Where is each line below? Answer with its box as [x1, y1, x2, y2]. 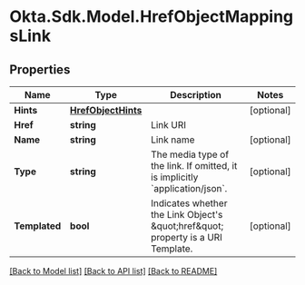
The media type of [151, 148, 230, 161]
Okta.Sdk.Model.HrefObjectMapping [9, 6, 294, 27]
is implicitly [151, 171, 199, 183]
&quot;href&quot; [151, 220, 224, 232]
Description [169, 89, 222, 101]
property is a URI [151, 231, 222, 243]
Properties [9, 62, 71, 77]
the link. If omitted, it [151, 160, 238, 172]
